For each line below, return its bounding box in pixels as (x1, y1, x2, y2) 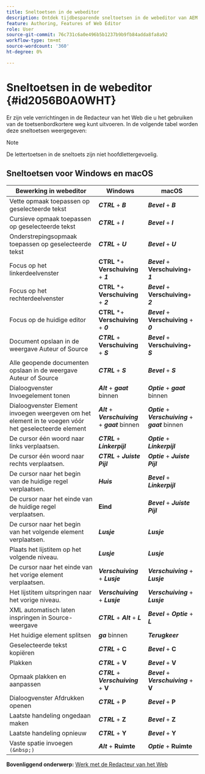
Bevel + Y (148, 729, 176, 737)
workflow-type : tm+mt (6, 37, 62, 43)
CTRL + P (98, 697, 126, 706)
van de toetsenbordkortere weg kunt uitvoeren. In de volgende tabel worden (6, 120, 198, 127)
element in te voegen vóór (9, 416, 84, 425)
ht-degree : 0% (6, 49, 43, 55)
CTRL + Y (98, 729, 127, 737)
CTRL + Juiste (98, 451, 140, 460)
